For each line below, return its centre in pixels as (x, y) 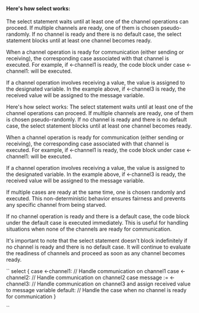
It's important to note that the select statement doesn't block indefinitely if (97, 241)
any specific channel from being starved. (56, 205)
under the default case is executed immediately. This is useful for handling (97, 223)
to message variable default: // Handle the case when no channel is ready (97, 290)
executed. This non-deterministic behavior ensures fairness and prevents (96, 199)
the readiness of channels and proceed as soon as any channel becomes (96, 253)
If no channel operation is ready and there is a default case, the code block (98, 216)
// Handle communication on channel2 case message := (100, 278)
